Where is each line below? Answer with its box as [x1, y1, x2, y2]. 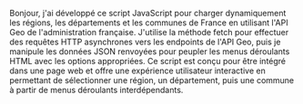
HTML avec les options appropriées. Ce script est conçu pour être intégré [9, 56, 287, 66]
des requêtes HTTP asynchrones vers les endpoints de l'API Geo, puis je [9, 36, 281, 47]
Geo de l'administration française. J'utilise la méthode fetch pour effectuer [9, 27, 289, 37]
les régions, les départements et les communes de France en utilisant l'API [9, 17, 288, 28]
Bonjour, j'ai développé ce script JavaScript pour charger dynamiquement [9, 8, 287, 18]
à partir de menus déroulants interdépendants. [9, 85, 184, 95]
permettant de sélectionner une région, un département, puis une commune [9, 75, 295, 85]
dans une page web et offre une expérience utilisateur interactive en [9, 65, 266, 76]
